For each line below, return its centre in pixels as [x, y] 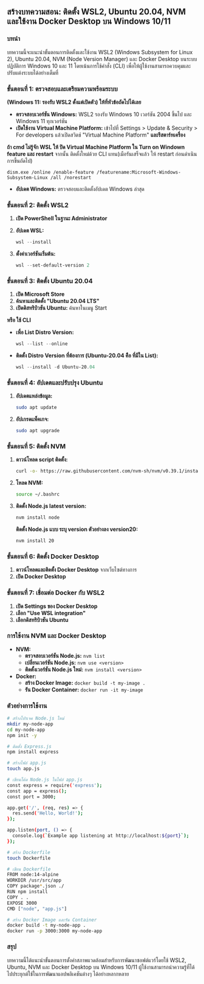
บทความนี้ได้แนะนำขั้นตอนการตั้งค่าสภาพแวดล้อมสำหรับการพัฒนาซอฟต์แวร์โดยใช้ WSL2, [97, 960]
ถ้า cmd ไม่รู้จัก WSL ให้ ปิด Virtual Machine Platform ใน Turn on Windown [96, 147]
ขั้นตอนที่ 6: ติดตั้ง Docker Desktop [53, 556]
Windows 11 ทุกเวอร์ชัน [41, 121]
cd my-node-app [26, 730]
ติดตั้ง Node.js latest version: [51, 506]
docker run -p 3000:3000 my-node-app [55, 931]
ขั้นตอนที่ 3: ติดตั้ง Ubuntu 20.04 [50, 280]
